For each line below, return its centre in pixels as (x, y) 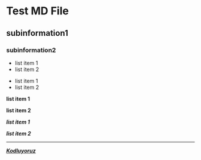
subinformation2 (31, 50)
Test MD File (37, 11)
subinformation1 (37, 33)
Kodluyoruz (21, 150)
